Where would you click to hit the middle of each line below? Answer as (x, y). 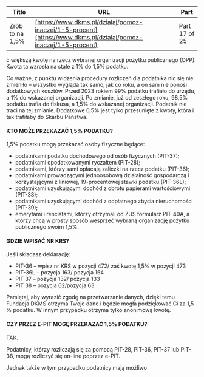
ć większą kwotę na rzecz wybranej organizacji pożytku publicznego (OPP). (101, 60)
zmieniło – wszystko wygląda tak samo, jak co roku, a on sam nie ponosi (97, 85)
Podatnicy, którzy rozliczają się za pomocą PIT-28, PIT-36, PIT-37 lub (93, 349)
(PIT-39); (26, 208)
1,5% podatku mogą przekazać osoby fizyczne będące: (76, 144)
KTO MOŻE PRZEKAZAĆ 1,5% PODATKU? (60, 131)
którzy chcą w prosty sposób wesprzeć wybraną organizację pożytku (102, 220)
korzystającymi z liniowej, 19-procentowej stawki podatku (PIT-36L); (100, 182)
